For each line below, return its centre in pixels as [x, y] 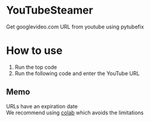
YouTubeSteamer [50, 10]
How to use [34, 51]
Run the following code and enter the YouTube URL [77, 73]
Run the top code [36, 67]
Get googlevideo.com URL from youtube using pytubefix [75, 27]
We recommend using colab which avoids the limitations [75, 113]
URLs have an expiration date [42, 106]
